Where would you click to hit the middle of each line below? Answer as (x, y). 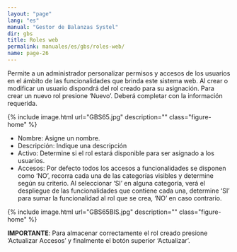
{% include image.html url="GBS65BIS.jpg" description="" (93, 212)
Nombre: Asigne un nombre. (59, 138)
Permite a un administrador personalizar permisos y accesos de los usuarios (119, 73)
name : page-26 (28, 54)
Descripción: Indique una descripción (72, 145)
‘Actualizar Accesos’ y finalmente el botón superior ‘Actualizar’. (99, 240)
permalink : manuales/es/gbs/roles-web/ (66, 47)
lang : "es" (23, 20)
